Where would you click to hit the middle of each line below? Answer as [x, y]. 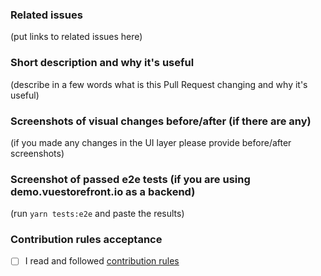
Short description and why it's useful [102, 63]
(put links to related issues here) [76, 37]
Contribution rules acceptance [86, 240]
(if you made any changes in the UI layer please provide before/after [151, 142]
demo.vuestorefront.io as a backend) [103, 191]
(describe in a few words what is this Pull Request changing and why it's [159, 84]
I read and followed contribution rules [102, 261]
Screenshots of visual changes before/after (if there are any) [161, 121]
